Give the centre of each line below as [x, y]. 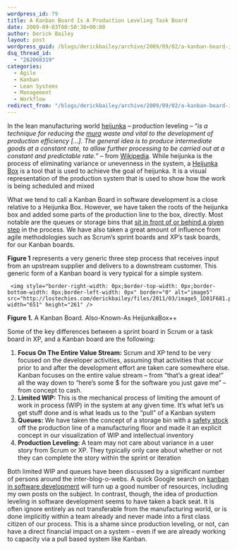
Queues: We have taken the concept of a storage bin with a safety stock [123, 420]
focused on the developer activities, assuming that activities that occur [120, 360]
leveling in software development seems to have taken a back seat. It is [111, 501]
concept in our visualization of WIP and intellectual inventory [105, 435]
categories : [25, 66]
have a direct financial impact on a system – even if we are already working [116, 531]
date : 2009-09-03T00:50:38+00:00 [56, 27]
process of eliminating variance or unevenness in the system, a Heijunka [113, 163]
